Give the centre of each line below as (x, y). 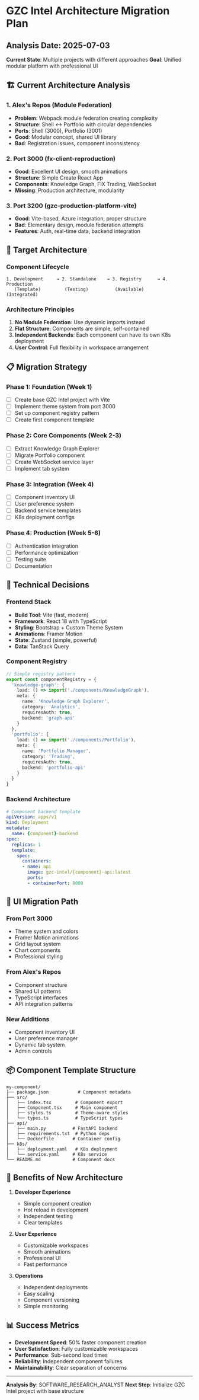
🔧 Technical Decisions (48, 585)
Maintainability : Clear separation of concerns (71, 1368)
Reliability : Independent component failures (68, 1361)
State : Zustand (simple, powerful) (56, 640)
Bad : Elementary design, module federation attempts (79, 225)
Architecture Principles (40, 309)
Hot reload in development (56, 1210)
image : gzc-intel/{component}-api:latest (79, 872)
